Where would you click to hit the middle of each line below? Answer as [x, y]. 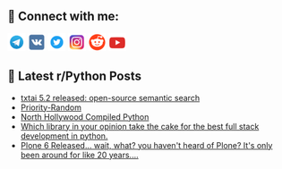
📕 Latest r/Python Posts [75, 76]
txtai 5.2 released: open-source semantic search [110, 97]
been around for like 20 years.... [79, 155]
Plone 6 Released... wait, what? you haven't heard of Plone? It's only [146, 145]
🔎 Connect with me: [63, 17]
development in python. [64, 136]
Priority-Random [51, 107]
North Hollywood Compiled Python [85, 116]
